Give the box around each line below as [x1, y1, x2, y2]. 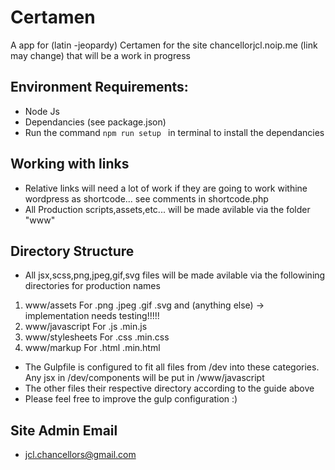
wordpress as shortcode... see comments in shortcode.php [24, 192, 269, 205]
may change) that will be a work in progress [10, 49, 191, 61]
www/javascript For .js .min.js [24, 321, 148, 333]
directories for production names [24, 280, 161, 292]
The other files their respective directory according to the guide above [24, 382, 315, 395]
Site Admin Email [10, 422, 118, 439]
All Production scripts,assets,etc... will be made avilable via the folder [24, 203, 311, 215]
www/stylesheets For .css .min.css [24, 331, 170, 343]
